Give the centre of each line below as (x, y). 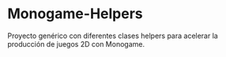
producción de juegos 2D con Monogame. (76, 44)
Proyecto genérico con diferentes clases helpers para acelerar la (113, 36)
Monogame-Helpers (75, 14)
